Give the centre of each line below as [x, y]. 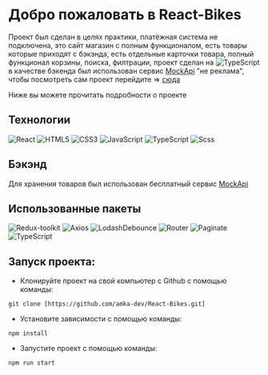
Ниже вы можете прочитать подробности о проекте [98, 94]
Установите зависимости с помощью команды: [101, 319]
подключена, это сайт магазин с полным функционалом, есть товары [128, 45]
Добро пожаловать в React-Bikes [125, 15]
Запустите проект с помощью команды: [88, 349]
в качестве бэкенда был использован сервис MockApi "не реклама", [126, 70]
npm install [28, 333]
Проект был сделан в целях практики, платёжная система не [113, 37]
